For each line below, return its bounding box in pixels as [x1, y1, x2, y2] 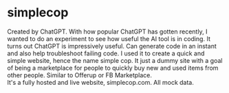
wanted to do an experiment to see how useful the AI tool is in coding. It [7, 34, 211, 42]
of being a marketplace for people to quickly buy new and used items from [7, 64, 219, 72]
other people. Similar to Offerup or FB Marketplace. [7, 70, 153, 79]
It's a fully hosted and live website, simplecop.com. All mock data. [7, 78, 194, 86]
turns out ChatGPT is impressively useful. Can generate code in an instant [7, 42, 217, 50]
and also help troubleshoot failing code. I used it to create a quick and [7, 49, 205, 57]
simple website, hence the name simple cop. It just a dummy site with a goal [7, 56, 223, 64]
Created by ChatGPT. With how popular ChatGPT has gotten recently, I [7, 27, 208, 36]
